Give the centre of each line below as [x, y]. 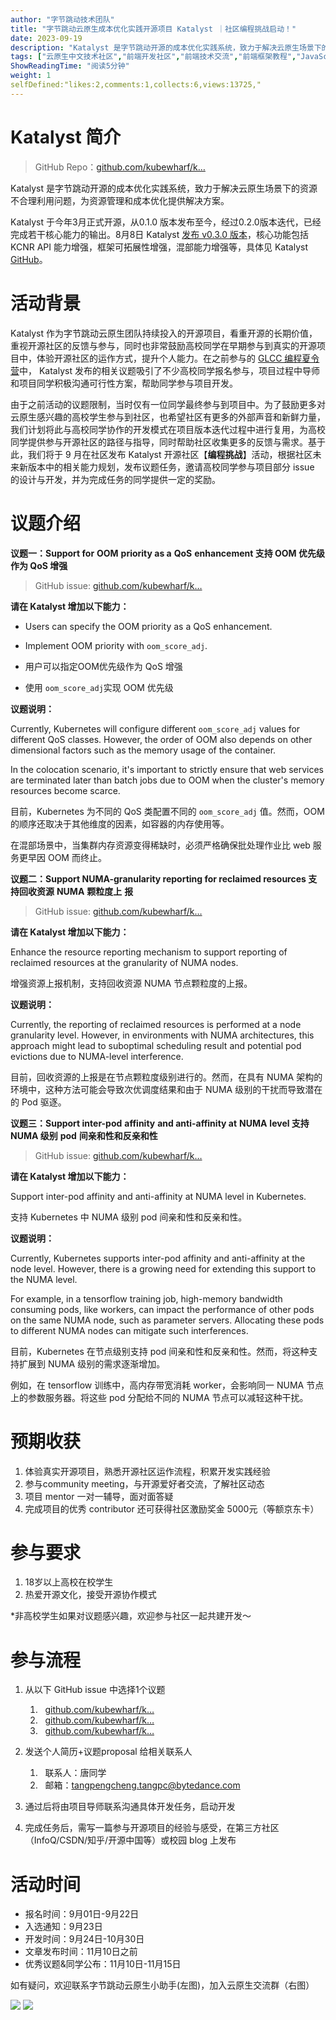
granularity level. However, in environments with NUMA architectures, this [162, 1035]
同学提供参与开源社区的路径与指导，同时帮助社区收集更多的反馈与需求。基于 [168, 442]
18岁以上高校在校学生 [69, 1582]
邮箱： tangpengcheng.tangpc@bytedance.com [142, 1785]
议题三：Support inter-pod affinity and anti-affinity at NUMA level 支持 [160, 1123]
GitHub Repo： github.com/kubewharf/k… [120, 167]
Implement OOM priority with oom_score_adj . [116, 645]
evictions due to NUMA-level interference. [97, 1056]
